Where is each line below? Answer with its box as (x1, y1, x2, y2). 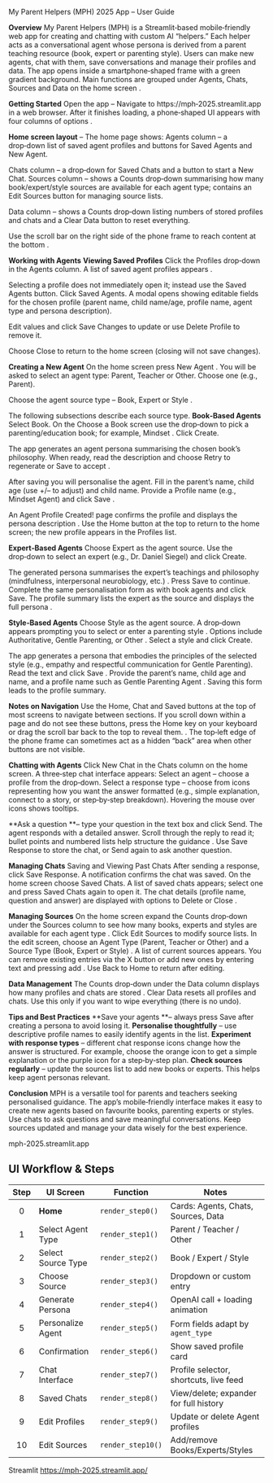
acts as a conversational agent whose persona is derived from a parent (8, 40, 246, 50)
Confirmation (38, 1345, 89, 1357)
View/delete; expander (170, 1387, 258, 1398)
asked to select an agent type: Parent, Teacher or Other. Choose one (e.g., (8, 370, 258, 380)
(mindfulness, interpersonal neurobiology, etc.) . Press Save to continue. (8, 576, 250, 585)
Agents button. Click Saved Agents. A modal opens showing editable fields (8, 289, 258, 298)
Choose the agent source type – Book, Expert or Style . (8, 395, 193, 405)
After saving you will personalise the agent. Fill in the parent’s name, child (8, 477, 254, 487)
